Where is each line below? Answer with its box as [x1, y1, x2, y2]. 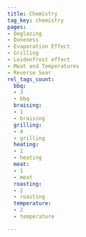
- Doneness [7, 37, 39, 44]
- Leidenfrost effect [7, 56, 71, 63]
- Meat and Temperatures [7, 63, 80, 70]
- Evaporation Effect [7, 43, 71, 50]
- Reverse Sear [7, 69, 52, 76]
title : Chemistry [7, 10, 58, 18]
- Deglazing [7, 30, 42, 37]
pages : [7, 23, 27, 30]
